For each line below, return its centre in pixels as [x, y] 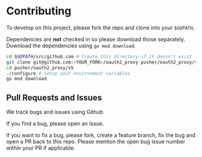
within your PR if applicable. [41, 148]
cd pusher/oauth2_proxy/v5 [40, 68]
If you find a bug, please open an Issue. [55, 123]
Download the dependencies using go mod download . [71, 46]
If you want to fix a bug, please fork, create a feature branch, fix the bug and [101, 135]
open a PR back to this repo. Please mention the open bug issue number [96, 141]
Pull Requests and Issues [54, 97]
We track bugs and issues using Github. [56, 112]
